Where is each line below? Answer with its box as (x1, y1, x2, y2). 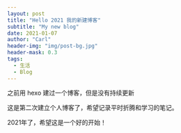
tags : (7, 56, 23, 63)
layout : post (7, 10, 45, 17)
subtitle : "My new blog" (7, 23, 79, 30)
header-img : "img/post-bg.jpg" (7, 42, 98, 49)
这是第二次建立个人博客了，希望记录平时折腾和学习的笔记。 (7, 103, 178, 111)
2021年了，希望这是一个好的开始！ (7, 118, 107, 126)
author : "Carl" (7, 36, 52, 43)
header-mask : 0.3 (7, 49, 58, 56)
